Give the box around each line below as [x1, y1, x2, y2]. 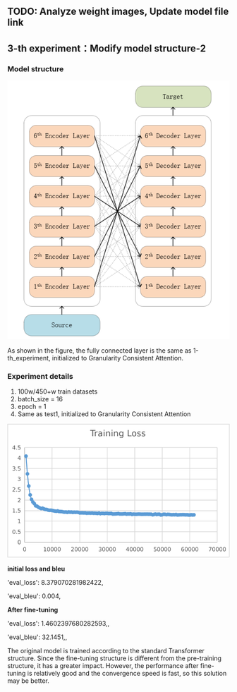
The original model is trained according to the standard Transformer [7, 647, 205, 655]
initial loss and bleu [7, 564, 66, 573]
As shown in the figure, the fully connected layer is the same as [7, 346, 192, 355]
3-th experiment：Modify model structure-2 [7, 42, 207, 54]
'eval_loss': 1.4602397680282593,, [7, 619, 110, 628]
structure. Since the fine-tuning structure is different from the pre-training [7, 654, 222, 662]
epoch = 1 [17, 402, 47, 411]
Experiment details [7, 371, 74, 381]
